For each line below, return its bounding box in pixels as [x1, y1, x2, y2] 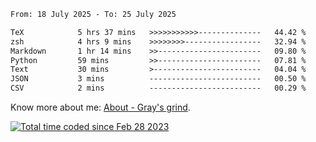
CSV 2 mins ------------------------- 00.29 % [10, 83, 307, 94]
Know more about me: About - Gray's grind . [10, 101, 191, 113]
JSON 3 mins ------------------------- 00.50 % [10, 74, 307, 84]
